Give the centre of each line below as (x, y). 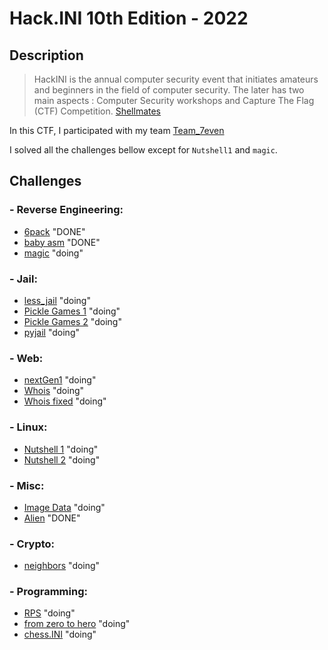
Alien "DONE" (52, 518)
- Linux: (28, 427)
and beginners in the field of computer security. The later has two (169, 90)
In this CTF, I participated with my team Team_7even (117, 130)
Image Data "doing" (64, 507)
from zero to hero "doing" (77, 624)
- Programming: (48, 592)
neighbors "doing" (62, 566)
